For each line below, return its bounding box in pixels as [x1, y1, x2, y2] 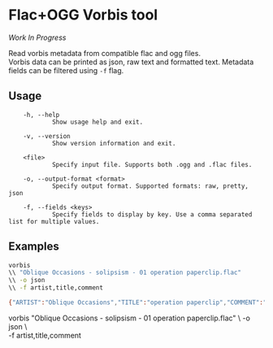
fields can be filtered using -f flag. [8, 65, 124, 75]
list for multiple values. [8, 217, 100, 225]
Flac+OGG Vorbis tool [8, 6, 158, 24]
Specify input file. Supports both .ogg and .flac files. [51, 160, 253, 168]
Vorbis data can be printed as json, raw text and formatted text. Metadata [8, 57, 254, 67]
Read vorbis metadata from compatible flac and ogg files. [8, 48, 201, 58]
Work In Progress [8, 33, 67, 42]
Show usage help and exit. [51, 118, 144, 126]
